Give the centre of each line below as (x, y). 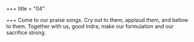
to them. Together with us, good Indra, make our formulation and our (90, 26)
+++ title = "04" (26, 9)
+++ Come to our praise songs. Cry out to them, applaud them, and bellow (97, 20)
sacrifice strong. (26, 33)
